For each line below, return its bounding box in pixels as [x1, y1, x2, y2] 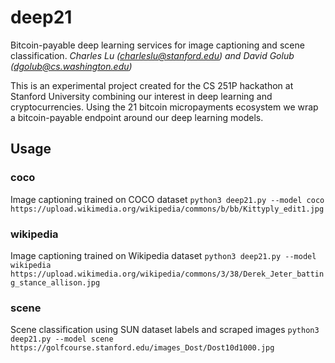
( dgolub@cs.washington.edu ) [10, 60, 133, 72]
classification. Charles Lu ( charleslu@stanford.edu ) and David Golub [10, 49, 295, 61]
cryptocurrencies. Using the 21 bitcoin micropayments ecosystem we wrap [10, 101, 319, 113]
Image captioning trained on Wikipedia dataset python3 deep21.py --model [10, 249, 317, 261]
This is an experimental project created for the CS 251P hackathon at [10, 79, 294, 91]
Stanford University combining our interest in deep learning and [10, 90, 273, 102]
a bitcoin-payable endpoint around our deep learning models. [10, 111, 264, 123]
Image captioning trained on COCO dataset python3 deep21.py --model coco [10, 193, 325, 205]
